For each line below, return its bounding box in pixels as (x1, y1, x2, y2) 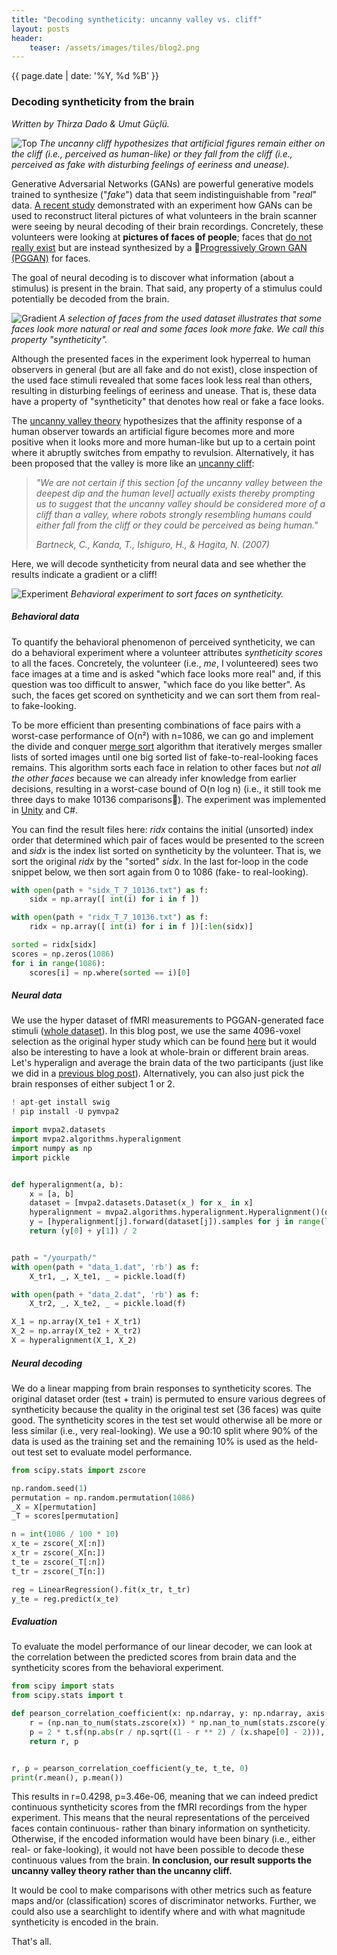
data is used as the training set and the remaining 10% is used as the (11, 1435, 294, 1447)
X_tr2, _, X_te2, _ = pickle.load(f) (29, 1299, 187, 1309)
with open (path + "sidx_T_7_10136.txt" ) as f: (11, 885, 209, 895)
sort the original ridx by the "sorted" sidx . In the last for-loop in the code (11, 855, 309, 867)
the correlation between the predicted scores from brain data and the (11, 1651, 297, 1663)
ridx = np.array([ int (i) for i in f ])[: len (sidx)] (29, 922, 254, 932)
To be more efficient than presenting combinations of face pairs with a (11, 719, 301, 731)
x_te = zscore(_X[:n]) (11, 1539, 106, 1549)
